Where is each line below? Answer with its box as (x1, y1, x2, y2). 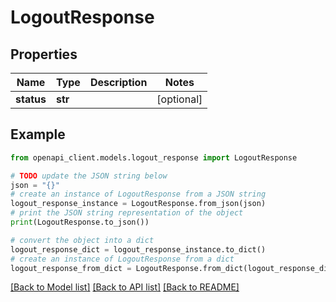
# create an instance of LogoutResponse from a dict (10, 254, 235, 264)
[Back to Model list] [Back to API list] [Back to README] (10, 281, 240, 293)
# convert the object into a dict (10, 235, 155, 245)
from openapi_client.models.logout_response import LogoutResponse (10, 152, 298, 163)
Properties (10, 46, 78, 63)
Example (10, 126, 66, 143)
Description (89, 76, 148, 89)
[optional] (156, 92, 203, 106)
